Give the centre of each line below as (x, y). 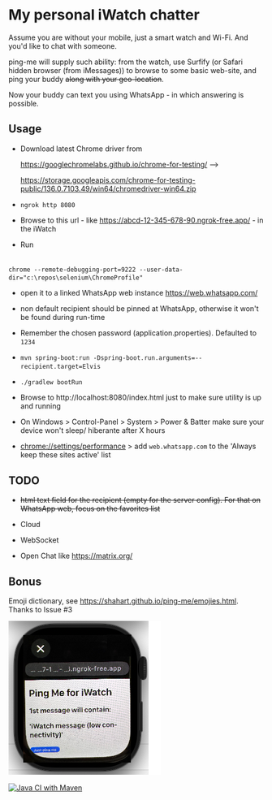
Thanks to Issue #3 (41, 609)
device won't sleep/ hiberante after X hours (93, 430)
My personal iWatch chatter (104, 15)
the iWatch (38, 228)
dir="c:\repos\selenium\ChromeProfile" (76, 278)
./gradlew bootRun (51, 383)
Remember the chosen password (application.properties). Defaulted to (138, 333)
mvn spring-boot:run (55, 358)
